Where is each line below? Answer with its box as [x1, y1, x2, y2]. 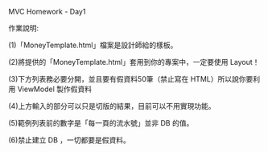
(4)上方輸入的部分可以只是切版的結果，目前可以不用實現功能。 [8, 102, 216, 110]
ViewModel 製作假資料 [17, 84, 93, 94]
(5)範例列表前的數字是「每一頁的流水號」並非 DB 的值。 [8, 118, 194, 127]
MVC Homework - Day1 [8, 7, 86, 16]
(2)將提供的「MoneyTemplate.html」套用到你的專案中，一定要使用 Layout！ [8, 58, 260, 66]
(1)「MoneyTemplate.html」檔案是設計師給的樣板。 [8, 40, 178, 50]
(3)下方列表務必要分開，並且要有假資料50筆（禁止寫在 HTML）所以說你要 [8, 74, 254, 83]
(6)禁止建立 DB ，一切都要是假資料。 [8, 135, 131, 145]
